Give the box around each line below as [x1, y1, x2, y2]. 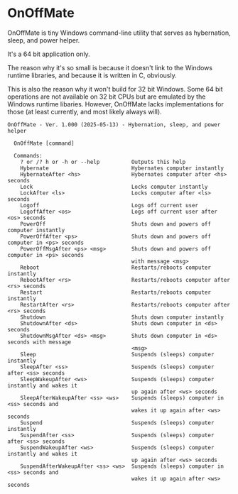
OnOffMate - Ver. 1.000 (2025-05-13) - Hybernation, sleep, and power [7, 121, 221, 128]
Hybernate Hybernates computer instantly [20, 165, 224, 172]
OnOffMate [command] [13, 140, 75, 147]
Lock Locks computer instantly [20, 183, 208, 190]
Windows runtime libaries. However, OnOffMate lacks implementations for [7, 99, 224, 108]
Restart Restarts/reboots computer [20, 289, 212, 296]
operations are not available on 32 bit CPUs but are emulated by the [7, 92, 206, 101]
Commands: [13, 152, 43, 159]
